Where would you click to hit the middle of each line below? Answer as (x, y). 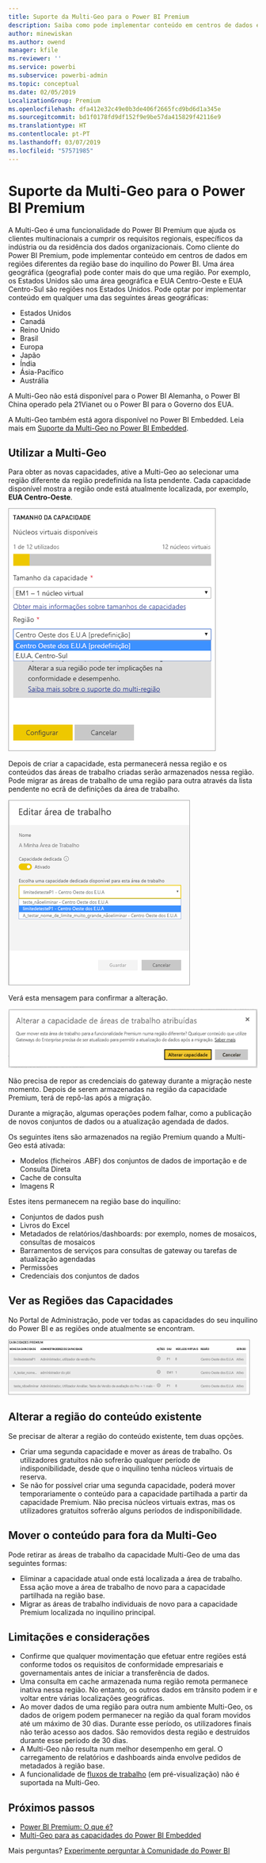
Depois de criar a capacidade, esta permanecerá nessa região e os (118, 764)
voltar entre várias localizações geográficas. (92, 1699)
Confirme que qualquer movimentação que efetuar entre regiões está (133, 1657)
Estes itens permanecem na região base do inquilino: (95, 1201)
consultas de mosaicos (57, 1242)
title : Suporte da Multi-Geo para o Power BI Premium (99, 17)
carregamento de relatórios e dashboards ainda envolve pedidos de (130, 1757)
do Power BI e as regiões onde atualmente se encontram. (102, 1328)
